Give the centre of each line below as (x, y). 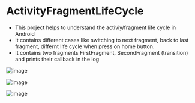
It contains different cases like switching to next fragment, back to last (102, 40)
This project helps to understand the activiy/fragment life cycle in (95, 27)
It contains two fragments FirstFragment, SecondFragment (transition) (101, 52)
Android (25, 33)
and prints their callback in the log (57, 59)
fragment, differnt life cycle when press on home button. (85, 46)
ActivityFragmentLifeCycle (75, 11)
